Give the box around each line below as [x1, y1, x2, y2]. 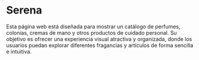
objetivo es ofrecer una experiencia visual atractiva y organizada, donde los [6, 35, 192, 42]
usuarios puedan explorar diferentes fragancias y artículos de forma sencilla [6, 42, 194, 49]
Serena [6, 4, 43, 17]
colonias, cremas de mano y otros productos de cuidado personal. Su [6, 29, 177, 36]
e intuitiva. [6, 48, 32, 55]
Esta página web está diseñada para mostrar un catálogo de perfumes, [6, 23, 181, 30]
